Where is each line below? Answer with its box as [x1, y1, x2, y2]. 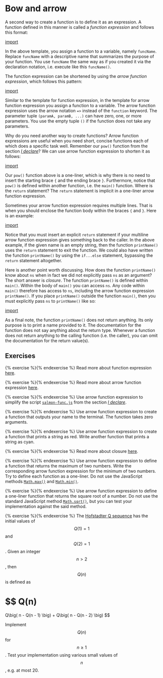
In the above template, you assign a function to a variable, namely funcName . [5, 48, 157, 54]
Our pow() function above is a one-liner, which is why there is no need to [5, 172, 150, 178]
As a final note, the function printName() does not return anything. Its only [5, 317, 153, 323]
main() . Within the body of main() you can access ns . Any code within [5, 282, 145, 288]
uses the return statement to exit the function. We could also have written [5, 247, 153, 253]
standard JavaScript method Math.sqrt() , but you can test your [5, 498, 132, 504]
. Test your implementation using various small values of [5, 652, 118, 658]
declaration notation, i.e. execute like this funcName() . [5, 64, 111, 70]
